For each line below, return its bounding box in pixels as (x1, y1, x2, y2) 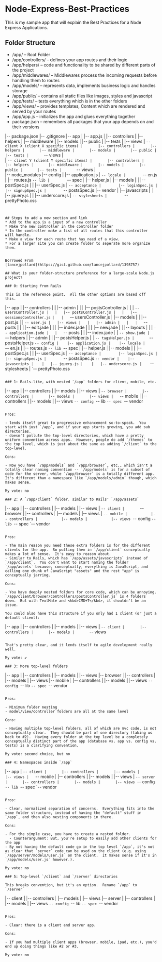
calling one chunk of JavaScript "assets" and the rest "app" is (5, 568, 139, 574)
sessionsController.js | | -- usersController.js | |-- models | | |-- (5, 314, 147, 320)
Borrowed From (5, 258, 34, 263)
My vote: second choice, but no (5, 751, 70, 756)
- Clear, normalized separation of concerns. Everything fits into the (5, 806, 155, 811)
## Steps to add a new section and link (5, 215, 88, 220)
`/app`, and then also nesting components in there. (5, 814, 114, 819)
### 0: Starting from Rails (5, 283, 62, 288)
